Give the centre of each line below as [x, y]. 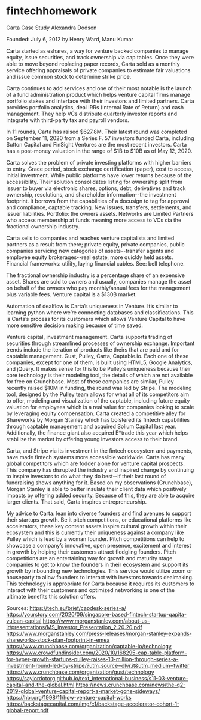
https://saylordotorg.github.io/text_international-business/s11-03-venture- [97, 678]
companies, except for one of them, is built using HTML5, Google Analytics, [99, 362]
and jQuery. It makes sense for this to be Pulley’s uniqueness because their [99, 368]
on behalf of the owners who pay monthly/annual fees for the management [98, 288]
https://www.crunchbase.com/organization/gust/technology [80, 672]
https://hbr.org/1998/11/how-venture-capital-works [69, 697]
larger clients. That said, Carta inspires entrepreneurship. [77, 502]
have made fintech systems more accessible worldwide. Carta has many [96, 457]
